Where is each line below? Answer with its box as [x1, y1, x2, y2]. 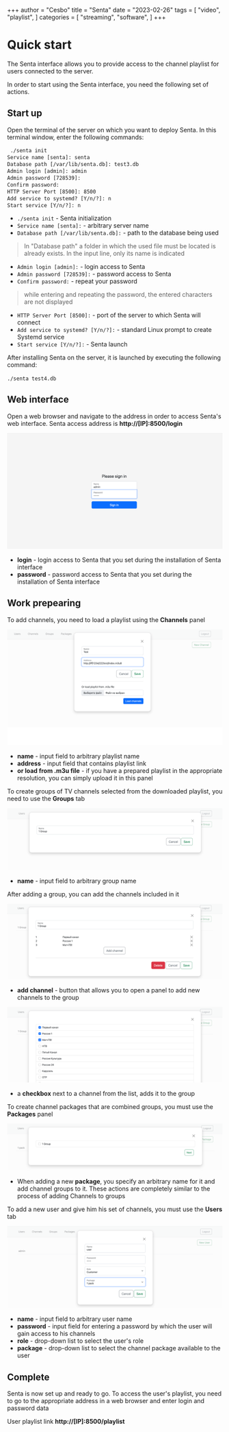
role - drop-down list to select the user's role [16, 1337, 144, 1345]
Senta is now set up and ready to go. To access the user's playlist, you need [7, 1389, 222, 1398]
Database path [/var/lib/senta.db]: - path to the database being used [16, 228, 219, 237]
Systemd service [16, 333, 65, 341]
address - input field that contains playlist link [16, 759, 147, 767]
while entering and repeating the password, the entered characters [23, 290, 213, 298]
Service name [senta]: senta [7, 154, 90, 160]
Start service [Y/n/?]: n [7, 202, 81, 208]
